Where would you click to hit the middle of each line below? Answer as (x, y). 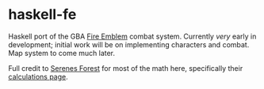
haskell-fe (42, 15)
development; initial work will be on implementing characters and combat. (129, 44)
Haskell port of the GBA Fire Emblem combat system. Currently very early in (132, 36)
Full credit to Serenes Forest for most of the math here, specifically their (126, 68)
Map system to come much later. (62, 53)
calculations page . (38, 76)
